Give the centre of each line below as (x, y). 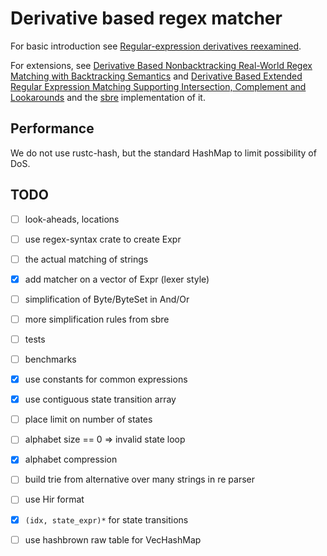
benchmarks (50, 359)
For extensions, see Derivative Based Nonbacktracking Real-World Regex (161, 65)
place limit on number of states (88, 419)
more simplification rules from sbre (97, 319)
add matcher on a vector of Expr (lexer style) (117, 279)
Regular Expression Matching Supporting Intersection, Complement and (158, 86)
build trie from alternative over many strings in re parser (140, 479)
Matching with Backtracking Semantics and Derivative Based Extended (156, 76)
